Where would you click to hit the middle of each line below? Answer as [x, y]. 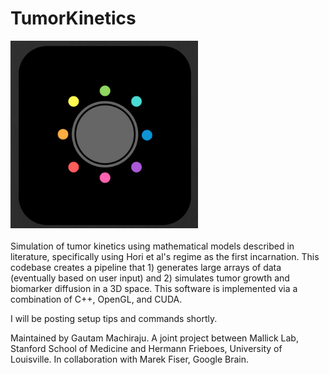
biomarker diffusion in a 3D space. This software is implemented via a [154, 288]
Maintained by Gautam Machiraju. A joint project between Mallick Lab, [154, 338]
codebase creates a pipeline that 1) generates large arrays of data [146, 267]
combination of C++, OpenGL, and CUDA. [96, 299]
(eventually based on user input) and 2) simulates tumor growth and [150, 278]
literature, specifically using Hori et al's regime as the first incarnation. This [165, 256]
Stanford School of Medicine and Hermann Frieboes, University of [146, 348]
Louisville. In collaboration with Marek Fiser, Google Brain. [130, 359]
